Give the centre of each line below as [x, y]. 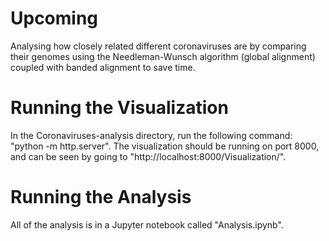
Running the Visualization [119, 108]
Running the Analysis [101, 197]
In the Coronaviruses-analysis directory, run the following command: [151, 135]
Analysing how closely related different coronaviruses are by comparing [158, 46]
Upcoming [54, 18]
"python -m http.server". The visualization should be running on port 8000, [165, 146]
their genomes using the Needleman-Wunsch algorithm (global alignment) [163, 56]
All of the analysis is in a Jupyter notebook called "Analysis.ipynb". [147, 224]
